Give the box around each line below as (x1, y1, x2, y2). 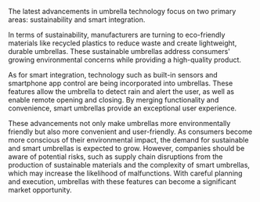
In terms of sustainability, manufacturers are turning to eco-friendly (8, 31, 226, 39)
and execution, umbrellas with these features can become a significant (8, 177, 237, 186)
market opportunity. (8, 186, 72, 194)
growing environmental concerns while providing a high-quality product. (8, 55, 241, 64)
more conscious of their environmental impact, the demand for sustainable (8, 135, 249, 144)
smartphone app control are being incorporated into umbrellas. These (8, 78, 233, 88)
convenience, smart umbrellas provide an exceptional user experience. (8, 103, 237, 113)
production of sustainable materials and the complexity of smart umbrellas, (8, 161, 251, 169)
